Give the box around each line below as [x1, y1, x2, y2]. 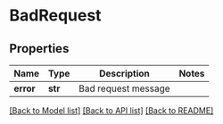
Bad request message [78, 82, 171, 95]
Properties [9, 41, 70, 56]
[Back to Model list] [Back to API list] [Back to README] [9, 105, 214, 116]
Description [99, 68, 150, 79]
